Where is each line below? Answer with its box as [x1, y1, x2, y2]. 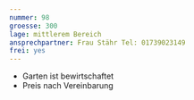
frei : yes [9, 46, 46, 55]
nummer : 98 [9, 12, 50, 22]
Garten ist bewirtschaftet [21, 71, 114, 81]
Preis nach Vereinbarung [21, 80, 114, 91]
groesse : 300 [9, 21, 58, 30]
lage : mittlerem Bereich [9, 29, 102, 38]
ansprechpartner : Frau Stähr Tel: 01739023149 [9, 37, 186, 47]
